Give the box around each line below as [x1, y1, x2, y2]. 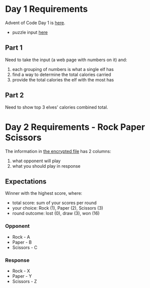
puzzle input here [12, 29, 48, 35]
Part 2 [5, 91, 24, 100]
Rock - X [12, 268, 30, 274]
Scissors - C [12, 244, 38, 250]
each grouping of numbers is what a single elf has [12, 66, 114, 72]
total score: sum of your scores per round [12, 200, 97, 206]
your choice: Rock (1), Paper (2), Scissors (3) [12, 205, 103, 211]
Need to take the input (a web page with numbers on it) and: [5, 57, 127, 63]
